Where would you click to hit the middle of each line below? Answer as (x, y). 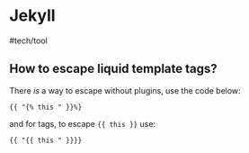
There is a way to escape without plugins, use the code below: (125, 90)
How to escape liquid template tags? (113, 69)
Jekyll (32, 16)
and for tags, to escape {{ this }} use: (82, 123)
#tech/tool (28, 40)
